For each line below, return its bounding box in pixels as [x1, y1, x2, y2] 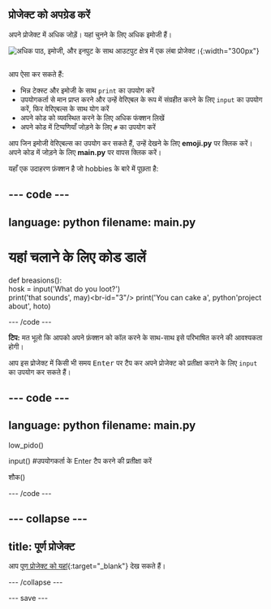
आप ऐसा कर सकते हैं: [8, 69, 64, 79]
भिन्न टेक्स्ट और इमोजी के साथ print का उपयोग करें [19, 85, 155, 95]
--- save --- [8, 593, 49, 603]
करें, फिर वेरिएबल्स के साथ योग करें [19, 103, 110, 114]
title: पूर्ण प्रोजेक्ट [8, 539, 75, 553]
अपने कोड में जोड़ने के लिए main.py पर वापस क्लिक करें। [8, 147, 162, 157]
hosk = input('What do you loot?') [8, 283, 121, 293]
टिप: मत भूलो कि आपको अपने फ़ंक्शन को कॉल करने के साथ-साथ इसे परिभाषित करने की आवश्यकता [8, 332, 263, 342]
